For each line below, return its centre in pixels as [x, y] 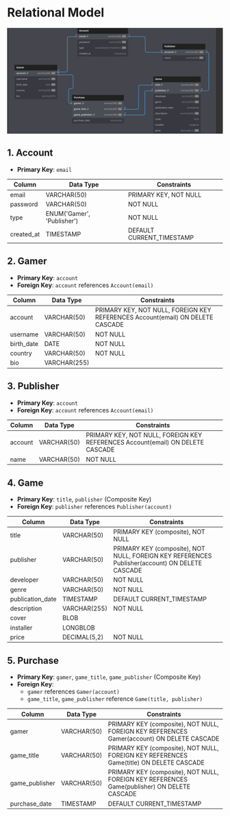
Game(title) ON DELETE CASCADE [156, 763]
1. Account [30, 153]
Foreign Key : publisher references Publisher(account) [94, 507]
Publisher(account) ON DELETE [158, 563]
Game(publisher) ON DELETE [149, 787]
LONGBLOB [79, 628]
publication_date [33, 599]
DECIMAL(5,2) [83, 637]
